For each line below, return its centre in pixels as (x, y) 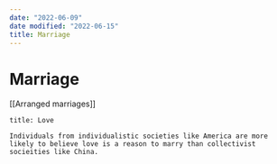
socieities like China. (54, 152)
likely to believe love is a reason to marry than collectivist (133, 144)
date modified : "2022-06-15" (64, 26)
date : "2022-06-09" (46, 18)
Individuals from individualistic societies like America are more (139, 136)
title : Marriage (40, 34)
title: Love (32, 121)
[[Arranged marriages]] (53, 104)
